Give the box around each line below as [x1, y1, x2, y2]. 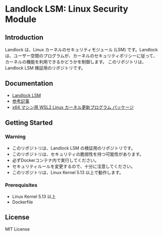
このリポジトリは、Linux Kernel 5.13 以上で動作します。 [12, 169, 124, 175]
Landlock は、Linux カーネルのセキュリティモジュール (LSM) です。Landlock [5, 47, 158, 52]
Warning [5, 133, 26, 140]
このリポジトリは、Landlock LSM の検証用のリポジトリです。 [12, 145, 135, 151]
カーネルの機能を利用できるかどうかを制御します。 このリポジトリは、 [5, 59, 147, 64]
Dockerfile [12, 199, 33, 205]
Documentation [5, 79, 54, 88]
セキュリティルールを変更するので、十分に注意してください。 [12, 163, 135, 169]
